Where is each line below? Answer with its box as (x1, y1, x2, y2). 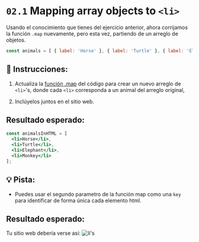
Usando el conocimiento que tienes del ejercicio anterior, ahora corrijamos (6, 24, 188, 31)
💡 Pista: (6, 175, 36, 185)
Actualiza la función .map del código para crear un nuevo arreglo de (14, 80, 181, 87)
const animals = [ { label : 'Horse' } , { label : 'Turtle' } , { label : (6, 47, 184, 54)
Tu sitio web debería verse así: (6, 230, 81, 237)
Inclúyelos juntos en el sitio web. (14, 98, 95, 105)
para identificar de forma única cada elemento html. (14, 197, 142, 204)
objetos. (6, 36, 26, 43)
